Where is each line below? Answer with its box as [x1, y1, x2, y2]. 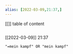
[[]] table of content [5, 21, 45, 27]
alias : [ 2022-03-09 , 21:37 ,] [5, 7, 62, 12]
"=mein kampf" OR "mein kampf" [5, 44, 69, 49]
